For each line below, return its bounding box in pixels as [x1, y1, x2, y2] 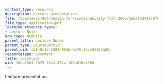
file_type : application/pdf [5, 20, 62, 25]
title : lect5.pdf [5, 56, 40, 61]
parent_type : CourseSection [5, 43, 62, 48]
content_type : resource [5, 7, 53, 12]
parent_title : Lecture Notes [5, 38, 64, 43]
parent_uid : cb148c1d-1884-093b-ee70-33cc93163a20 [5, 47, 110, 52]
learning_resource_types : [5, 25, 57, 30]
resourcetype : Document [5, 51, 53, 57]
